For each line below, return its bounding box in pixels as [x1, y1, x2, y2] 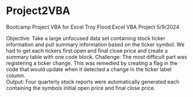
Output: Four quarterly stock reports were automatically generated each [6, 78, 180, 85]
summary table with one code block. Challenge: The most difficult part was [6, 53, 187, 60]
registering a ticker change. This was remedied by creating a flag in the [6, 60, 178, 67]
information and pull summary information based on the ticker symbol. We [6, 41, 185, 48]
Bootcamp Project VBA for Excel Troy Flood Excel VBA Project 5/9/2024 [6, 23, 180, 30]
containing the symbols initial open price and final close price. [6, 84, 156, 91]
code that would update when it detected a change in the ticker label [6, 65, 171, 72]
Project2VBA [6, 4, 70, 18]
